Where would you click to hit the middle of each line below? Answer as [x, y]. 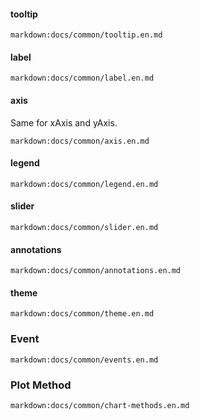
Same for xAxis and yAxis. [64, 122]
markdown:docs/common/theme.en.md [82, 314]
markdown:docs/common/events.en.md [84, 360]
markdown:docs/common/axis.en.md [80, 141]
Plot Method [41, 385]
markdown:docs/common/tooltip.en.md [86, 35]
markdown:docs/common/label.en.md [82, 78]
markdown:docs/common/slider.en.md [84, 228]
